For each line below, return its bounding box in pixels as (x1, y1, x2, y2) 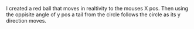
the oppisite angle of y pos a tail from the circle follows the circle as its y (6, 11, 181, 18)
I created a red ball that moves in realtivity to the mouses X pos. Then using (6, 5, 189, 12)
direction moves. (6, 17, 47, 24)
